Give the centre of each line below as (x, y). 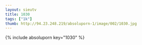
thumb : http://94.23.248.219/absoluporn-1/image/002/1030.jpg (71, 23)
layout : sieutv (21, 10)
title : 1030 (17, 14)
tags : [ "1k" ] (19, 19)
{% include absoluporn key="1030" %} (45, 38)
